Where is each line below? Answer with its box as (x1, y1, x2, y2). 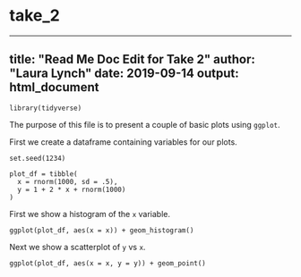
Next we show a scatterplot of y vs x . (9, 241, 146, 252)
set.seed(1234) (9, 154, 66, 163)
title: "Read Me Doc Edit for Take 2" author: (9, 52, 255, 67)
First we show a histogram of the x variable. (9, 208, 171, 219)
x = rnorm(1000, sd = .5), (17, 177, 118, 186)
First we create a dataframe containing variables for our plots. (9, 136, 237, 147)
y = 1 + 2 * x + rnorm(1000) (17, 185, 126, 194)
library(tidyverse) (9, 104, 82, 113)
